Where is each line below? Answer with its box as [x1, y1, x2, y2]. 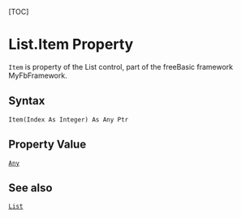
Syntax [8, 94, 45, 108]
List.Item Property [8, 36, 134, 53]
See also [8, 181, 53, 194]
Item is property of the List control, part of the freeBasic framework [8, 62, 234, 71]
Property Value [8, 138, 87, 152]
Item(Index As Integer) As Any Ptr [8, 115, 129, 124]
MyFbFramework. [8, 71, 67, 80]
